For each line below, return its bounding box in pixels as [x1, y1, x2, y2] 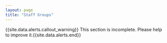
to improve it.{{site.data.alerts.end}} [5, 32, 81, 38]
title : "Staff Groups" [5, 12, 54, 17]
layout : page [5, 7, 33, 13]
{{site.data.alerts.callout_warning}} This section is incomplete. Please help [5, 26, 162, 32]
